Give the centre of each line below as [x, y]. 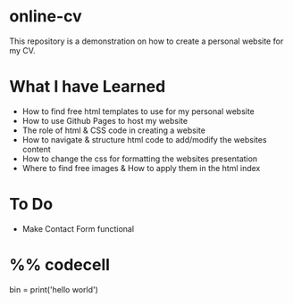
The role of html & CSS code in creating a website [113, 130]
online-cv [46, 16]
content [36, 149]
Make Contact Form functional [78, 228]
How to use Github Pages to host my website [105, 120]
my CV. [22, 50]
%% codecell [59, 265]
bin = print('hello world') [54, 289]
